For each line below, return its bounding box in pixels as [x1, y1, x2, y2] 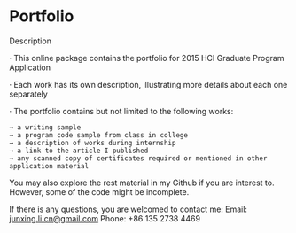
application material [9, 161, 90, 170]
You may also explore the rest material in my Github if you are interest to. [9, 177, 275, 188]
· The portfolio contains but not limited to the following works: [9, 105, 234, 116]
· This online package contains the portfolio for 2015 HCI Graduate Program [9, 52, 284, 63]
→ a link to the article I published [9, 146, 149, 155]
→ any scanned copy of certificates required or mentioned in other [9, 153, 268, 163]
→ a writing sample [9, 122, 82, 132]
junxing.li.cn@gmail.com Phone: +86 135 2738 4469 [9, 213, 201, 223]
